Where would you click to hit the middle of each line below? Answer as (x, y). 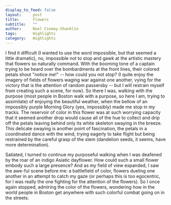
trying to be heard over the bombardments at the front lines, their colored (82, 69)
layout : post (24, 15)
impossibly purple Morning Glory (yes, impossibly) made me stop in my (80, 107)
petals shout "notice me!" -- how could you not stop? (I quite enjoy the (79, 74)
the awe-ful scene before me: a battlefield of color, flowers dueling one (80, 170)
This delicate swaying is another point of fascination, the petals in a (76, 128)
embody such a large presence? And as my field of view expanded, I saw (82, 165)
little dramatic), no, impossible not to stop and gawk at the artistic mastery (83, 58)
